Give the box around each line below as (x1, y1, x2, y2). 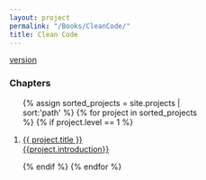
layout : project (9, 13, 70, 22)
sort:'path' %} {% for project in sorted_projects (22, 107, 198, 118)
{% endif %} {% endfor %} (22, 161, 122, 172)
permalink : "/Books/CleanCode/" (9, 22, 130, 31)
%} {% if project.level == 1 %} (22, 116, 133, 127)
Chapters (9, 77, 51, 90)
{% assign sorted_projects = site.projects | (22, 97, 181, 108)
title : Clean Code (9, 30, 78, 39)
